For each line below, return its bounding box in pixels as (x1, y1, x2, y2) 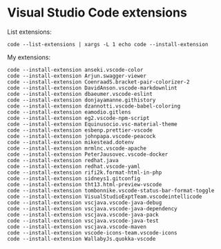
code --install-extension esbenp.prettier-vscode (7, 126, 153, 134)
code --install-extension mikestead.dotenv (7, 139, 135, 146)
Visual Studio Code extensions (7, 5, 188, 21)
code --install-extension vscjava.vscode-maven (7, 223, 147, 230)
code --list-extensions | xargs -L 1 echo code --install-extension (7, 41, 209, 48)
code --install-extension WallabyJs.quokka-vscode (7, 235, 156, 242)
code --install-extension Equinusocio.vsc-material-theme (7, 121, 177, 128)
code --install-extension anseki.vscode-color (7, 66, 144, 73)
